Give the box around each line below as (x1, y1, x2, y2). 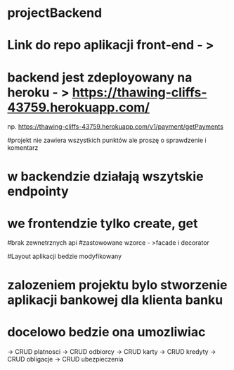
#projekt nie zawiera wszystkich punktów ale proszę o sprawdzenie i (7, 136, 207, 145)
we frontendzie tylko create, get (7, 215, 198, 231)
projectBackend (7, 5, 103, 21)
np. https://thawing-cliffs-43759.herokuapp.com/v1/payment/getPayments (7, 122, 223, 131)
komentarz (7, 143, 39, 152)
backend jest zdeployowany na (7, 69, 193, 85)
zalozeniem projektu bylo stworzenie (7, 276, 228, 293)
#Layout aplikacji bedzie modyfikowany (7, 252, 122, 261)
